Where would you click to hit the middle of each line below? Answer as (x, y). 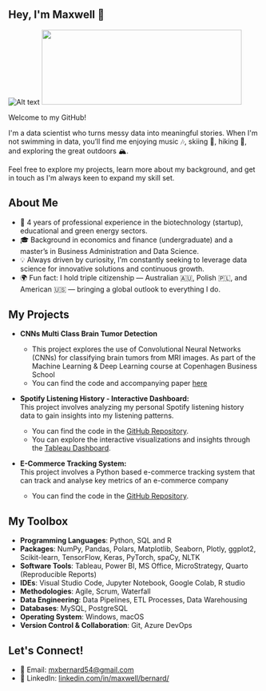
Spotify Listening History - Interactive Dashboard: (104, 399)
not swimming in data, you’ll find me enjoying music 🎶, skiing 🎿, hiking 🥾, (128, 141)
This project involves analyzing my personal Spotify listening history (132, 407)
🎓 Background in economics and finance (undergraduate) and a (126, 240)
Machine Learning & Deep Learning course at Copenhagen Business (145, 366)
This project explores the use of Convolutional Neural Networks (136, 349)
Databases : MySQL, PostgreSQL (74, 609)
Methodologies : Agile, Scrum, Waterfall (85, 591)
